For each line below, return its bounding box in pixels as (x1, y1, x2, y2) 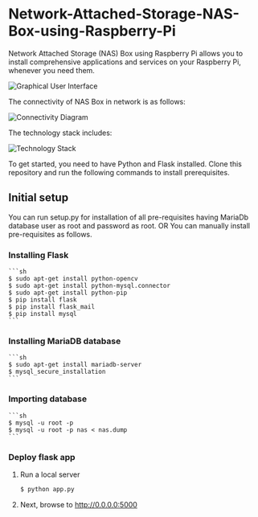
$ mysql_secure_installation (8, 367, 106, 376)
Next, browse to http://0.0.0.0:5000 (19, 499, 138, 509)
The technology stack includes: (8, 128, 113, 137)
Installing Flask (8, 249, 69, 261)
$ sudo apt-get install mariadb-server (8, 361, 142, 369)
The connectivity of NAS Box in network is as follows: (8, 96, 186, 106)
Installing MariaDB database (8, 335, 121, 347)
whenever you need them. (8, 65, 95, 75)
